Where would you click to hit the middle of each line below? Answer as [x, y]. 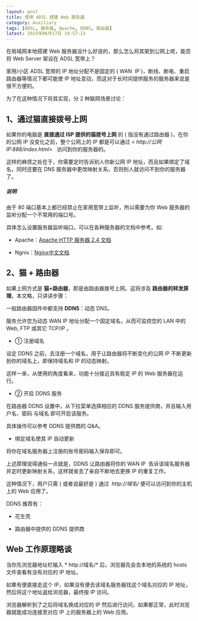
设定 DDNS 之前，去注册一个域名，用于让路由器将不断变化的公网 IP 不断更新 [99, 353]
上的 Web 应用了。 [29, 491]
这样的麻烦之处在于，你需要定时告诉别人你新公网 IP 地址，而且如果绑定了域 [98, 162]
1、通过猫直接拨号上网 [47, 119]
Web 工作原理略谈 [39, 549]
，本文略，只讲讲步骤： [40, 295]
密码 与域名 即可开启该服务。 [57, 413]
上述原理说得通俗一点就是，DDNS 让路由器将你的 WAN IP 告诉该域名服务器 [98, 464]
